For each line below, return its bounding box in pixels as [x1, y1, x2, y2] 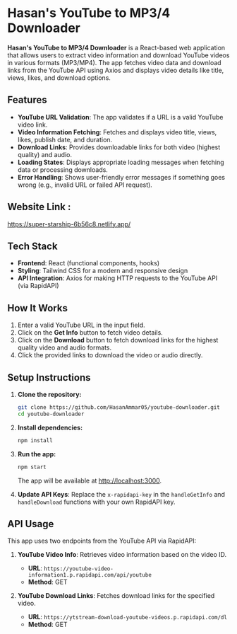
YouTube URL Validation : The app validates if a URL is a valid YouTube [17, 113, 224, 121]
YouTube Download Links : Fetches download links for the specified [17, 592, 215, 600]
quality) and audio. [17, 150, 73, 158]
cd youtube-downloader [17, 410, 85, 417]
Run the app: [17, 449, 56, 458]
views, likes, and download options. [7, 73, 111, 82]
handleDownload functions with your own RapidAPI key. [17, 497, 176, 506]
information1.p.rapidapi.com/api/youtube [28, 572, 152, 579]
